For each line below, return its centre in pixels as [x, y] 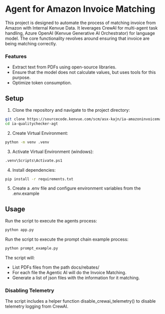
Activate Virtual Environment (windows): [53, 152]
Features [16, 56]
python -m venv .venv [27, 142]
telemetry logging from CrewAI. [37, 307]
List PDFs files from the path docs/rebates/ [56, 267]
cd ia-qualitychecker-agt [31, 124]
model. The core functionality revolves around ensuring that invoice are [77, 38]
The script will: [20, 257]
